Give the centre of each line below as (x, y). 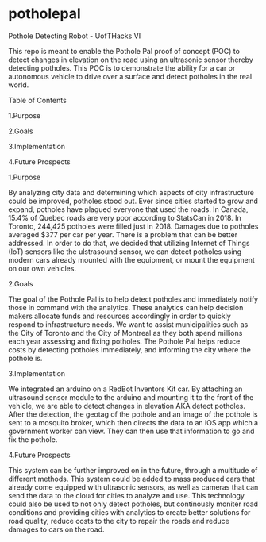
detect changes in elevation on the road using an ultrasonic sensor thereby (131, 60)
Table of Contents (38, 100)
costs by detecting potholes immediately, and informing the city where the (130, 349)
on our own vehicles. (42, 268)
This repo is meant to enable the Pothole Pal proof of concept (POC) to (124, 51)
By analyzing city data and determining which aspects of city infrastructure (131, 192)
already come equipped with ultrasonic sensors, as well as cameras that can (133, 487)
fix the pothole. (33, 439)
